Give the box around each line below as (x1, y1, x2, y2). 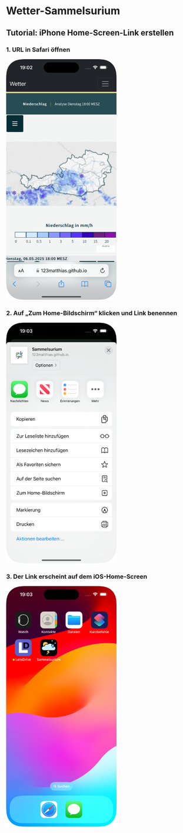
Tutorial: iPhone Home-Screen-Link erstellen (6, 28, 174, 38)
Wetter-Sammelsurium (6, 4, 121, 18)
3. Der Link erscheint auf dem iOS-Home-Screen (6, 572, 148, 581)
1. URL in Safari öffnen (6, 46, 71, 54)
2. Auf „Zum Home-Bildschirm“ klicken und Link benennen (6, 309, 178, 317)
